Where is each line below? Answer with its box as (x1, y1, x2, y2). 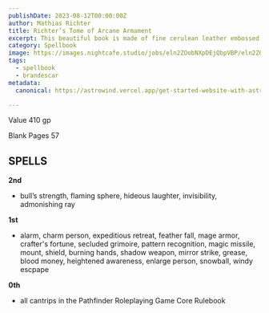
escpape (19, 265, 50, 274)
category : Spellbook (8, 42, 78, 50)
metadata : (8, 79, 42, 87)
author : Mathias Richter (8, 19, 91, 27)
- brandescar (15, 71, 59, 79)
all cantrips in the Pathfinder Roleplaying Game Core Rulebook (19, 296, 226, 306)
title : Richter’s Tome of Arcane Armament (8, 26, 152, 35)
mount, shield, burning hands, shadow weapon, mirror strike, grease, (19, 248, 248, 258)
